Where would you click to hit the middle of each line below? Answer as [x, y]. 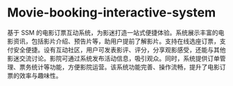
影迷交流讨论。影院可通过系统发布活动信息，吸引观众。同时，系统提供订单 [113, 58]
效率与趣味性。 [41, 75]
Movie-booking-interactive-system [112, 13]
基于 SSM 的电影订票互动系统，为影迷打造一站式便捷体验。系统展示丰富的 [113, 32]
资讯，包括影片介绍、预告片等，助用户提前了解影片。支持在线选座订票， [116, 41]
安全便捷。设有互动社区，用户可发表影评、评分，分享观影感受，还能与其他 [119, 50]
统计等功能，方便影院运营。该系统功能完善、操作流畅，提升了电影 [125, 67]
